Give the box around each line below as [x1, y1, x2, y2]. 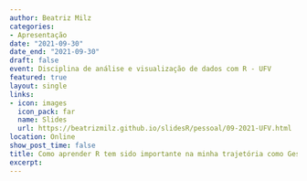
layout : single [9, 81, 68, 90]
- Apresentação [9, 30, 68, 39]
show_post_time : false [9, 141, 96, 150]
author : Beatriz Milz [9, 13, 92, 23]
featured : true [9, 73, 68, 82]
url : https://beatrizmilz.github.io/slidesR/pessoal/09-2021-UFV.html [17, 124, 292, 133]
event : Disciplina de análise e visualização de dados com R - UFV [9, 65, 272, 74]
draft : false [9, 56, 59, 65]
